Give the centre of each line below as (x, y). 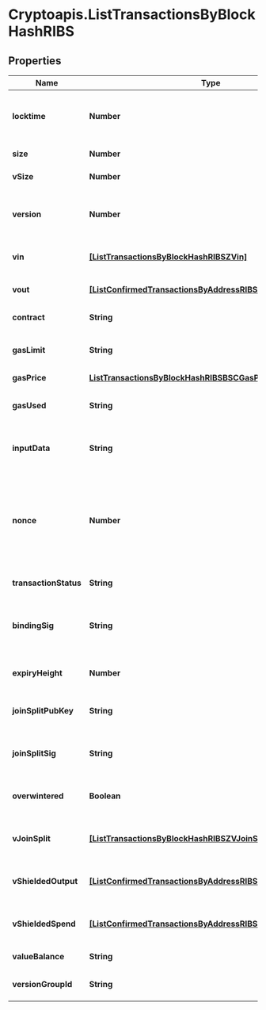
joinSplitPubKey (43, 711)
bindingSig (33, 626)
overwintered (38, 796)
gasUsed (29, 406)
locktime (29, 116)
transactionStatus (47, 583)
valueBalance (38, 956)
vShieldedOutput (45, 881)
